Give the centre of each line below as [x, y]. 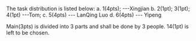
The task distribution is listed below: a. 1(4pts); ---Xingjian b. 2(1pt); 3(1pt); [98, 9]
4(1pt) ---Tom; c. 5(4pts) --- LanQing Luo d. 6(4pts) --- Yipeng [84, 15]
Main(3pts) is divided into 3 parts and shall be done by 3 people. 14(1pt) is [97, 26]
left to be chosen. [28, 33]
